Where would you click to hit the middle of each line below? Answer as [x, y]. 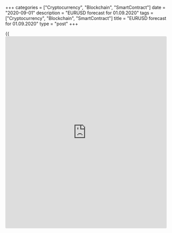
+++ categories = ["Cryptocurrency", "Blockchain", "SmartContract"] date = [85, 7]
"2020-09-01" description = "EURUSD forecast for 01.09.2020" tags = [79, 13]
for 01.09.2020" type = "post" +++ [42, 24]
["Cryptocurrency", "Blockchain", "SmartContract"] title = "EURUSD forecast [86, 18]
